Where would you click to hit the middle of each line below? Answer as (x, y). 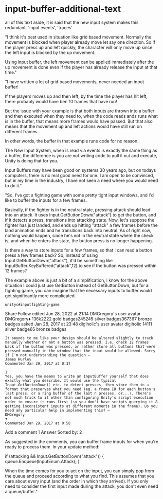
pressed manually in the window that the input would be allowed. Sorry (80, 351)
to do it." (14, 185)
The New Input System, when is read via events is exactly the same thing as (81, 150)
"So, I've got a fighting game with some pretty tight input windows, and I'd (80, 195)
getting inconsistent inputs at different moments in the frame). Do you (81, 406)
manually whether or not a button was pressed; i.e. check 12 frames (77, 342)
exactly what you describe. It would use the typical (61, 380)
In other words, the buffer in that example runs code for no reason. (72, 141)
